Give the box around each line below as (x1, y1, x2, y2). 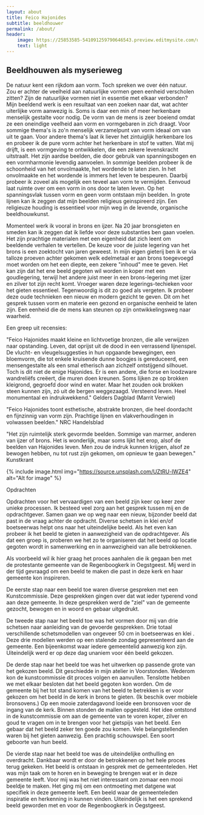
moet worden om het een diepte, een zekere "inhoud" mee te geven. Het (6, 260, 188, 268)
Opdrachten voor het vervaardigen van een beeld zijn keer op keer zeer (6, 498, 186, 505)
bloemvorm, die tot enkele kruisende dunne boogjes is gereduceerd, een (6, 355, 188, 362)
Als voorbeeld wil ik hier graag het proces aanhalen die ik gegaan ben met (6, 555, 192, 562)
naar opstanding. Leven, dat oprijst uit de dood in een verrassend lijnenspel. (6, 342, 197, 350)
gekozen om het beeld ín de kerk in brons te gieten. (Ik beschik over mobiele (6, 693, 198, 700)
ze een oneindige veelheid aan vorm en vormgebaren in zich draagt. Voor (6, 120, 191, 127)
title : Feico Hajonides (6, 15, 67, 21)
